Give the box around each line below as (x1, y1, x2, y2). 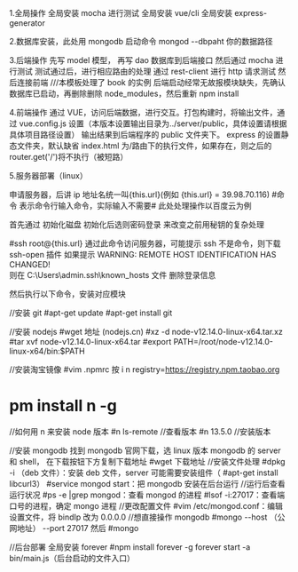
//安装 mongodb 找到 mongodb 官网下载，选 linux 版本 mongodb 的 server (9, 445, 281, 456)
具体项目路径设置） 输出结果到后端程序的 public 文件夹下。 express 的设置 (9, 130, 281, 139)
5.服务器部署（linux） (9, 171, 88, 180)
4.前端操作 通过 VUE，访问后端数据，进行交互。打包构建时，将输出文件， (9, 107, 278, 117)
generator (9, 18, 46, 28)
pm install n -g (9, 396, 117, 416)
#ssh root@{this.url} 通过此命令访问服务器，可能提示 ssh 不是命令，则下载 (9, 238, 281, 249)
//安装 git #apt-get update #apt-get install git (9, 307, 173, 318)
